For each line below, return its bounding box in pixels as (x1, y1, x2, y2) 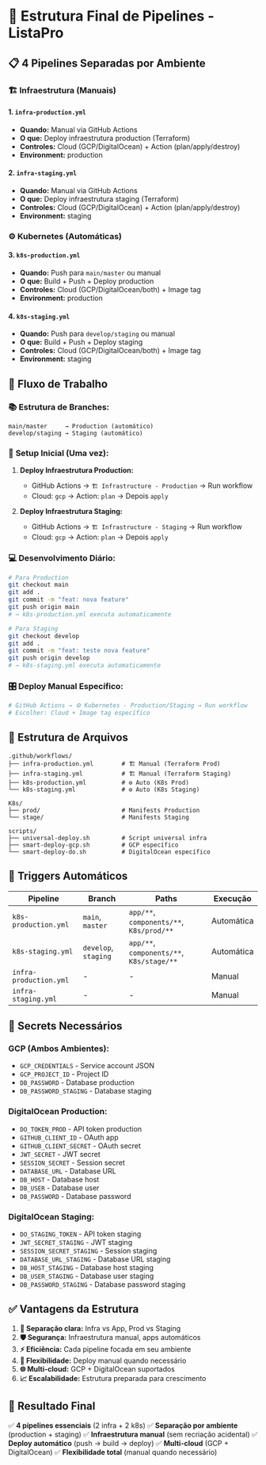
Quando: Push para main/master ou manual (19, 268, 161, 278)
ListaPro (8, 24, 64, 42)
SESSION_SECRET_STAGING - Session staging (19, 1246, 158, 1255)
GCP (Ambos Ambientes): (8, 1043, 109, 1054)
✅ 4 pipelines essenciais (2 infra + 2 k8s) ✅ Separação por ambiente (8, 1421, 238, 1430)
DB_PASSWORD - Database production (19, 1078, 135, 1087)
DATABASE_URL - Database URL (19, 1166, 116, 1175)
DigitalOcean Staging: (8, 1211, 95, 1222)
